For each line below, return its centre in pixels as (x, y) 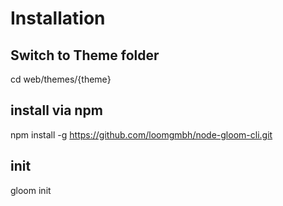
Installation (58, 18)
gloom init (31, 190)
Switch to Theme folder (85, 55)
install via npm (56, 110)
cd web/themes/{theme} (61, 79)
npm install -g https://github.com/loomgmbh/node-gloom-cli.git (141, 134)
